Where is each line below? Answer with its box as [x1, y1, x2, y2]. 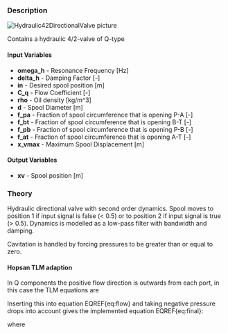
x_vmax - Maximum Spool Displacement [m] [17, 140, 144, 148]
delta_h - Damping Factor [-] [17, 74, 100, 82]
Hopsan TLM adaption [7, 263, 73, 272]
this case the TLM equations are [7, 286, 99, 294]
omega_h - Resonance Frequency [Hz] [17, 66, 130, 74]
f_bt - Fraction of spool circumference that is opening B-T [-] [17, 117, 192, 126]
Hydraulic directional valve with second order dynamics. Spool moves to [7, 204, 213, 212]
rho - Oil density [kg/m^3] [17, 96, 91, 104]
